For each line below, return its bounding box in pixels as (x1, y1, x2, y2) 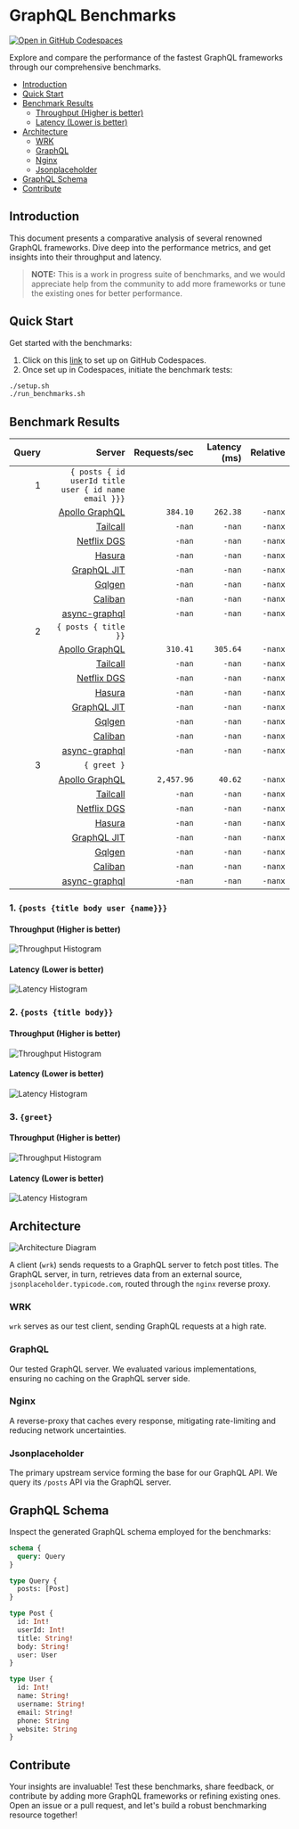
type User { (9, 1675, 53, 1684)
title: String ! (17, 1634, 74, 1643)
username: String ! (17, 1700, 86, 1709)
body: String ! (17, 1642, 69, 1651)
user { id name (61, 485, 125, 495)
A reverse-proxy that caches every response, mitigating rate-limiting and (9, 1415, 276, 1426)
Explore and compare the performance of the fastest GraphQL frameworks (9, 52, 283, 62)
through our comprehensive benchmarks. (9, 62, 162, 72)
